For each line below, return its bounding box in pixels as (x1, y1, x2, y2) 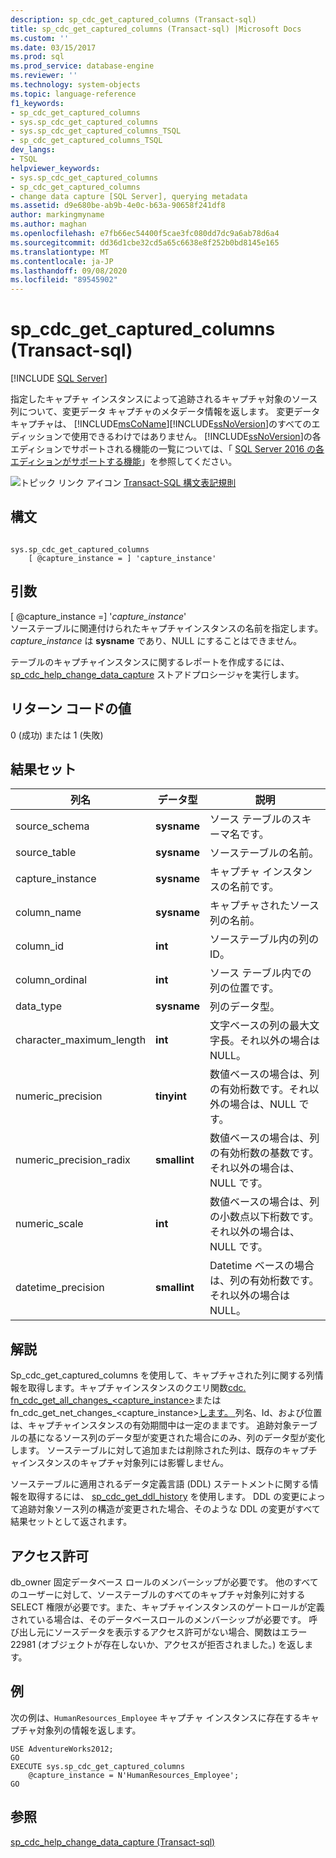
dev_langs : (10, 145, 56, 155)
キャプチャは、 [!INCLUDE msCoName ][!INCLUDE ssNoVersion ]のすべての (10, 418, 312, 430)
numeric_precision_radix (15, 1153, 131, 1167)
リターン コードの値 (10, 701, 132, 718)
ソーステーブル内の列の (209, 932, 320, 946)
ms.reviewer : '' (10, 71, 78, 81)
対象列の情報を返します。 (36, 1724, 142, 1736)
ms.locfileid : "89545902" (10, 275, 118, 285)
